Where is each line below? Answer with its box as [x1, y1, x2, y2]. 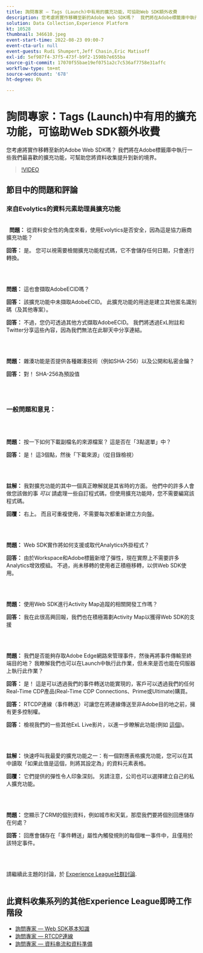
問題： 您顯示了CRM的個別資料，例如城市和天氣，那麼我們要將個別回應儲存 [6, 811, 195, 819]
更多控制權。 [11, 708, 43, 716]
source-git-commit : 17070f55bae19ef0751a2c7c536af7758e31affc [6, 59, 166, 66]
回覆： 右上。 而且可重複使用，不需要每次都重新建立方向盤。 [6, 510, 158, 517]
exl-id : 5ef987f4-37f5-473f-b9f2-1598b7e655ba [6, 54, 126, 60]
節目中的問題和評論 [6, 185, 78, 195]
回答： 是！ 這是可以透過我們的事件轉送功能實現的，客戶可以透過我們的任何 [6, 680, 195, 687]
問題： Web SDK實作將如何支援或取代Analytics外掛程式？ [6, 541, 150, 549]
